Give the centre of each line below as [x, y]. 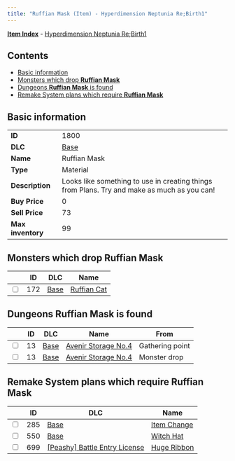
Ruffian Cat [88, 289]
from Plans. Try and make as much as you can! [138, 190]
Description [31, 186]
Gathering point [164, 345]
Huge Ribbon [173, 447]
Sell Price [27, 213]
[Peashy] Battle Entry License [96, 447]
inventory [27, 233]
